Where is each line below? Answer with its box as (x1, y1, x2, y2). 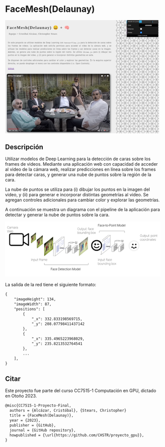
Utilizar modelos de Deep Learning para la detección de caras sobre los (5, 156, 151, 162)
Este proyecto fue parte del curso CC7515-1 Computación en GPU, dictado (5, 387, 157, 394)
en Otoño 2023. (5, 393, 37, 399)
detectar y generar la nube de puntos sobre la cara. (5, 212, 110, 218)
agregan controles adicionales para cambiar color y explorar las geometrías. (5, 197, 160, 203)
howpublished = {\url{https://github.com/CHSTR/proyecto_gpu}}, (9, 433, 144, 438)
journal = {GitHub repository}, (9, 428, 76, 433)
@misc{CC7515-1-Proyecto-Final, (5, 403, 71, 408)
